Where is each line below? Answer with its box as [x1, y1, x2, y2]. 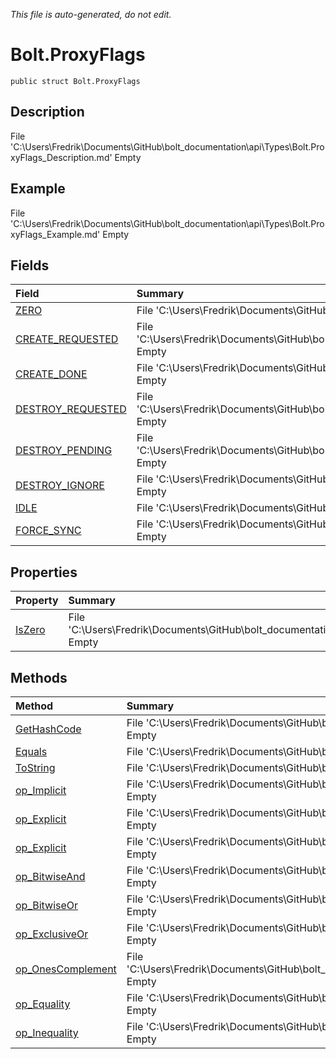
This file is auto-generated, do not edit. [10, 9, 172, 20]
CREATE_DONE [15, 367, 88, 381]
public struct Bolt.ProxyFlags [10, 76, 141, 86]
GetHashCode [15, 722, 82, 736]
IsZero [15, 623, 46, 637]
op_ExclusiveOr [15, 927, 89, 941]
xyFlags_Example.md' [10, 228, 101, 240]
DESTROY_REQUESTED [15, 402, 127, 416]
